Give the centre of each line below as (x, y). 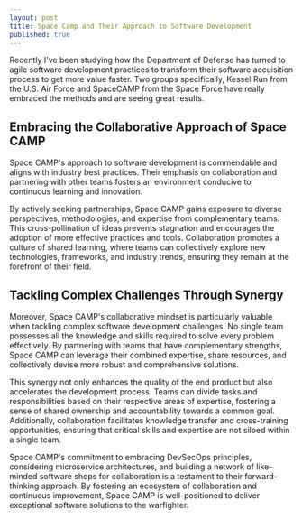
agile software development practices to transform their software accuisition (151, 70)
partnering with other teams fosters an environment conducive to (130, 182)
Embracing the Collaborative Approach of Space (148, 127)
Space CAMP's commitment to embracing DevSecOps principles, (131, 457)
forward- (261, 476)
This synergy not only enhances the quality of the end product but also (141, 382)
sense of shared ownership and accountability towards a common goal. (142, 411)
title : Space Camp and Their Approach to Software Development (131, 26)
